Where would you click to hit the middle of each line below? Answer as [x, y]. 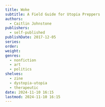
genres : [13, 55]
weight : [13, 51]
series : [13, 42]
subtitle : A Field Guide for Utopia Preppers [52, 14]
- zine [16, 78]
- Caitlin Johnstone [31, 23]
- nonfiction [23, 60]
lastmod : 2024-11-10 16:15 [33, 97]
